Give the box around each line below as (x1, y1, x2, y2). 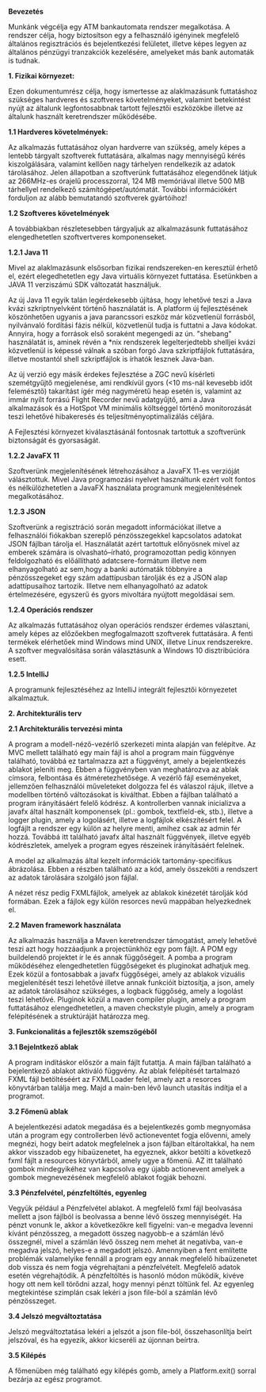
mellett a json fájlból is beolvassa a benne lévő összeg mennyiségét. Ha (8, 1212, 243, 1221)
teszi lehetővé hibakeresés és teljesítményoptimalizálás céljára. (8, 412, 215, 421)
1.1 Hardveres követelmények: (8, 127, 108, 136)
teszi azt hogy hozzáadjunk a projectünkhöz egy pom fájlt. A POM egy (8, 944, 237, 953)
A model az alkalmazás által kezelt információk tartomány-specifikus (8, 856, 232, 865)
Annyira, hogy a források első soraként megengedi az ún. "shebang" (8, 329, 232, 338)
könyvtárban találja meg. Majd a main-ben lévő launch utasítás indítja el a (8, 1083, 248, 1092)
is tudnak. (8, 56, 40, 65)
